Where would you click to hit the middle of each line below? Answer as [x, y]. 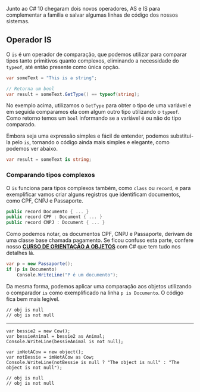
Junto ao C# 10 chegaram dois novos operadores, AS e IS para [83, 9]
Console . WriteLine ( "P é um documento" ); [68, 275]
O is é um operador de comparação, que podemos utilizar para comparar [97, 54]
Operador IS [29, 40]
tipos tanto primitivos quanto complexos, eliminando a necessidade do [93, 60]
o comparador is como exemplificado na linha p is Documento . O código [95, 293]
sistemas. [18, 21]
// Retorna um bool [30, 89]
